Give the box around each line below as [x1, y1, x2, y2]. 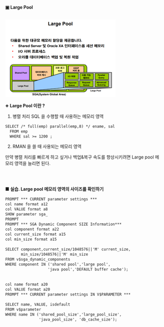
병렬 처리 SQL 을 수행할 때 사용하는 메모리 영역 [12, 113, 104, 119]
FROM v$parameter [5, 307, 41, 312]
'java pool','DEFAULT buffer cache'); [47, 267, 128, 272]
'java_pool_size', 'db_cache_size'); [38, 317, 117, 322]
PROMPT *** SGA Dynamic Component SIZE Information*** [5, 222, 122, 227]
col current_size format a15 [5, 232, 66, 237]
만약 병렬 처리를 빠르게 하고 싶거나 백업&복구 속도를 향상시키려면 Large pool [5, 154, 154, 160]
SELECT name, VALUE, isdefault [5, 302, 70, 307]
